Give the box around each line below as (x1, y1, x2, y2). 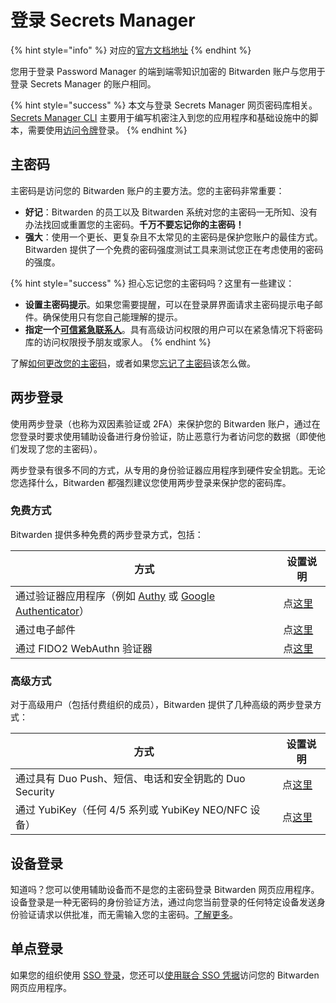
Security (15, 785, 55, 799)
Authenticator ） (15, 604, 90, 618)
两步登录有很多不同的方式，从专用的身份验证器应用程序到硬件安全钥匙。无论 (10, 464, 326, 476)
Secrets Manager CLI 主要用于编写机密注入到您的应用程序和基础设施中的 (10, 111, 310, 123)
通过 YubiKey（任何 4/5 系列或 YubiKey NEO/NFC (15, 803, 248, 817)
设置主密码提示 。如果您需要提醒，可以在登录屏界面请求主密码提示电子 (24, 298, 315, 310)
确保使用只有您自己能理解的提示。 (42, 311, 183, 323)
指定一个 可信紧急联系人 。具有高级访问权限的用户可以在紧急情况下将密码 (24, 323, 323, 335)
